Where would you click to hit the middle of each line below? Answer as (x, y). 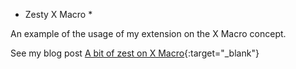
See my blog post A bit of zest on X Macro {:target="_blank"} (135, 53)
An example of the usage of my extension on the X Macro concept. (148, 33)
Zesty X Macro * (58, 14)
